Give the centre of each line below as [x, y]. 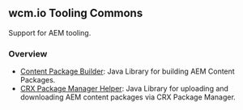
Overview [28, 53]
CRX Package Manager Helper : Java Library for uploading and [124, 89]
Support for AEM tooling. [50, 32]
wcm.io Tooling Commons [76, 13]
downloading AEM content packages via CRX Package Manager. [128, 97]
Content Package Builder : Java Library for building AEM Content [127, 71]
